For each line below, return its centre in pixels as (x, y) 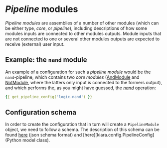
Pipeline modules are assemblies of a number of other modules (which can (82, 23)
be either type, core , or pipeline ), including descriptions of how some (76, 28)
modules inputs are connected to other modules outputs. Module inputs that (83, 33)
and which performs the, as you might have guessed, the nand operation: (81, 88)
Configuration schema (41, 112)
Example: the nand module (46, 60)
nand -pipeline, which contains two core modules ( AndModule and (72, 77)
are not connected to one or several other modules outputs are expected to (83, 39)
